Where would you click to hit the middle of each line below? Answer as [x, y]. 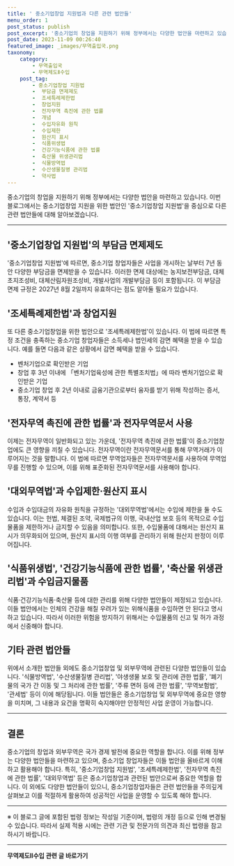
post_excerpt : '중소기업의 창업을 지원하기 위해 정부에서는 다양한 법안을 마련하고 [111, 33]
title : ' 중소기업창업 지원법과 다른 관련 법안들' [70, 14]
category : [34, 59]
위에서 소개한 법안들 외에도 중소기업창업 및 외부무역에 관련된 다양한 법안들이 [110, 668]
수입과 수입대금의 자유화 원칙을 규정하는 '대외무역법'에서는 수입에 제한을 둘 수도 [115, 509]
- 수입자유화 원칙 [55, 124]
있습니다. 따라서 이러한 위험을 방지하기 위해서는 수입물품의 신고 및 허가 [116, 617]
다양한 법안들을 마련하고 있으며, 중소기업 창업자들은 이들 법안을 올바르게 [112, 761]
